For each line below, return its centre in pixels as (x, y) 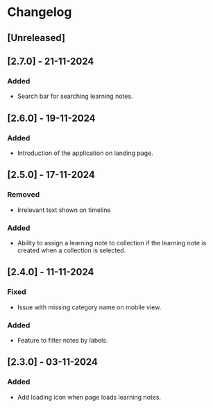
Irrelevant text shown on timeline (64, 210)
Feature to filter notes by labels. (62, 340)
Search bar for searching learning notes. (75, 96)
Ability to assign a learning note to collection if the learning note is (112, 243)
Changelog (40, 12)
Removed (24, 195)
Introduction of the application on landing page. (85, 153)
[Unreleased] (36, 38)
